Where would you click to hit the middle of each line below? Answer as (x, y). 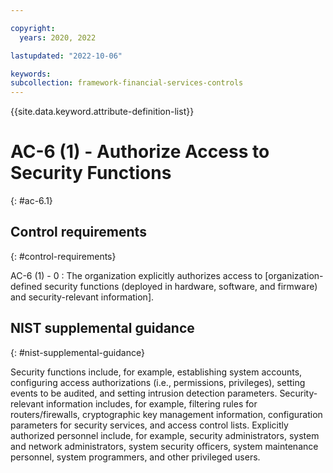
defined (26, 286)
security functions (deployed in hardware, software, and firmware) (181, 286)
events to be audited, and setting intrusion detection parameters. (144, 393)
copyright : (33, 28)
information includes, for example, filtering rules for (151, 403)
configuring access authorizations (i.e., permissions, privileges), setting (158, 382)
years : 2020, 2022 (58, 37)
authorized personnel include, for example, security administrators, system (165, 435)
